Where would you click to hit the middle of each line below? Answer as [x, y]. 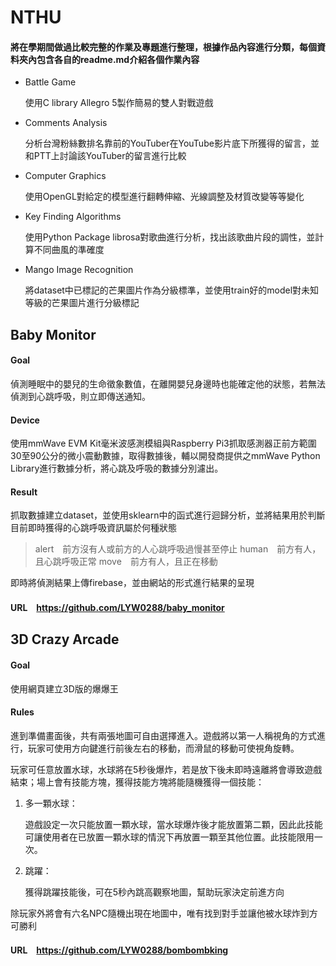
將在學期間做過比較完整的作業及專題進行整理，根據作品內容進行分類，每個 [163, 47]
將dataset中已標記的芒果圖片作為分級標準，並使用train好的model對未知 [172, 290]
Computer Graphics [65, 176]
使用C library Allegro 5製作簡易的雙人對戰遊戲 [119, 103]
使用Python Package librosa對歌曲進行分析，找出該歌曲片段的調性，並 [170, 237]
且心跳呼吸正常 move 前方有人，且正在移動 [126, 562]
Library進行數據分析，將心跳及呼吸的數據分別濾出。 [117, 468]
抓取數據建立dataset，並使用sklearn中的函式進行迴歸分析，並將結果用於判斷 [168, 515]
